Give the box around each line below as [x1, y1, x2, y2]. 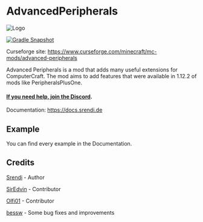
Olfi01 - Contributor [6, 197, 54, 204]
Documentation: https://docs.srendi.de [6, 106, 103, 113]
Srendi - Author [6, 173, 45, 181]
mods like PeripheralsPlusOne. [6, 79, 83, 86]
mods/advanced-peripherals [6, 54, 77, 61]
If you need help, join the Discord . [6, 93, 92, 100]
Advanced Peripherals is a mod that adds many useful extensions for [6, 66, 178, 73]
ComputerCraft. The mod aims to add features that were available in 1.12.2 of [6, 72, 197, 79]
